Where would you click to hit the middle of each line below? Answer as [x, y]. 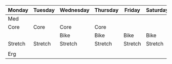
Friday [133, 10]
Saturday [157, 10]
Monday [18, 10]
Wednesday [74, 10]
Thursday [106, 10]
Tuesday [44, 10]
